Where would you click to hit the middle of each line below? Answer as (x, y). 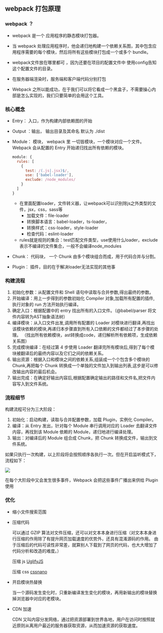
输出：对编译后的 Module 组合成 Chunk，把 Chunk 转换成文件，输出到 (82, 438)
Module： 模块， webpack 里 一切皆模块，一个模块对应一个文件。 (78, 141)
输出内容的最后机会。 (38, 372)
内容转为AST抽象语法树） (42, 317)
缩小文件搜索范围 (29, 512)
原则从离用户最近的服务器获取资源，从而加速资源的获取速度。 (78, 625)
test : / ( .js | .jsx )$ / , (47, 171)
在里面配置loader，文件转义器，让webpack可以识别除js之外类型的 (86, 203)
